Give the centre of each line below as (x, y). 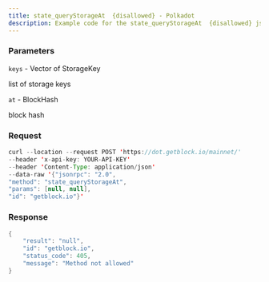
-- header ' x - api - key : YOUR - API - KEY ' (69, 159)
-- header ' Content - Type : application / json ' (82, 167)
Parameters (31, 51)
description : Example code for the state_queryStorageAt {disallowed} (130, 23)
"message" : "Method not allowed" (78, 264)
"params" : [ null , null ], (50, 189)
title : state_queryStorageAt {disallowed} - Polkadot (102, 16)
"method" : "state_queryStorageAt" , (68, 182)
